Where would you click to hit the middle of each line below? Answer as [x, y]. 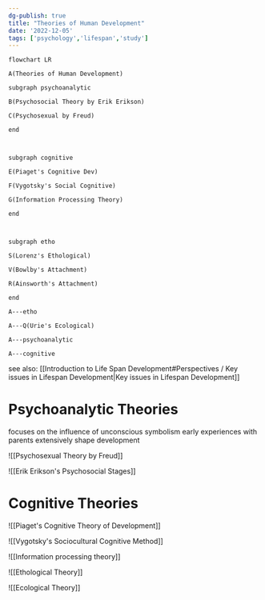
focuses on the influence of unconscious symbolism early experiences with [133, 432]
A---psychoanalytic [41, 340]
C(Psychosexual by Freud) [51, 116]
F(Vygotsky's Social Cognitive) [62, 186]
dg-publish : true [37, 16]
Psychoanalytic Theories [93, 410]
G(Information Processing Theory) [66, 200]
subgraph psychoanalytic [50, 88]
